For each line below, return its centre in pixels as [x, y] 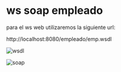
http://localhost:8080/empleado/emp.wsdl [59, 39]
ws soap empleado [55, 11]
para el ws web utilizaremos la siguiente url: [61, 27]
